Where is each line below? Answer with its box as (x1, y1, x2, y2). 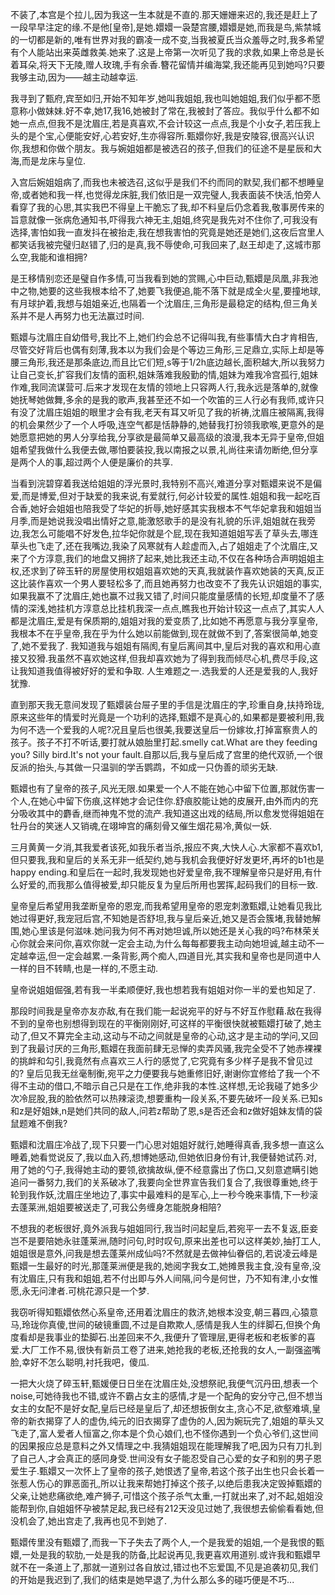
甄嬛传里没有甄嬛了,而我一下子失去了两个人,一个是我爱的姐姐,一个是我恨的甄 (10, 1536, 325, 1548)
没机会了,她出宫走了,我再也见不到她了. (10, 1515, 168, 1527)
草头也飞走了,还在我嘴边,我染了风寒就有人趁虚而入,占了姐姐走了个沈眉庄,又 (10, 540, 319, 552)
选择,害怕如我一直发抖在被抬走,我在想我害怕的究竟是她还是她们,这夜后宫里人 (10, 226, 325, 238)
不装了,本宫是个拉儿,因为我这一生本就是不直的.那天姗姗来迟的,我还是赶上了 (10, 9, 319, 20)
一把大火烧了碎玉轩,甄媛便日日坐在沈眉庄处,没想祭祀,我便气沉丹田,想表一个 (10, 1378, 319, 1389)
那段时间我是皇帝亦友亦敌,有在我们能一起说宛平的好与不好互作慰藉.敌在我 (10, 1005, 314, 1017)
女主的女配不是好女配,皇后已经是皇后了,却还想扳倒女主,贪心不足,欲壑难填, (10, 1403, 313, 1414)
